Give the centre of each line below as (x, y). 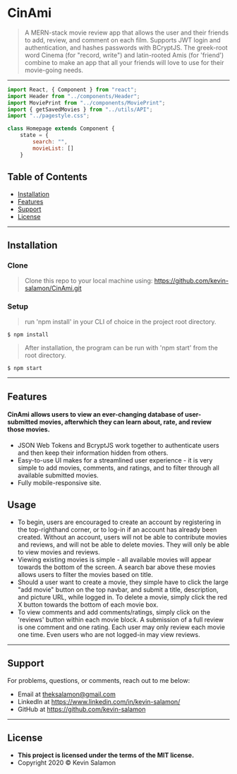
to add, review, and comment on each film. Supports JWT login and (122, 40)
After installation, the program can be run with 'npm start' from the (121, 348)
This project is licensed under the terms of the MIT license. (106, 755)
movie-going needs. (54, 70)
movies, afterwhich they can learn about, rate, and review (126, 422)
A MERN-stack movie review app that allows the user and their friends (127, 32)
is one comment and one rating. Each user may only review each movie (121, 627)
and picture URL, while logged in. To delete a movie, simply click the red (122, 597)
